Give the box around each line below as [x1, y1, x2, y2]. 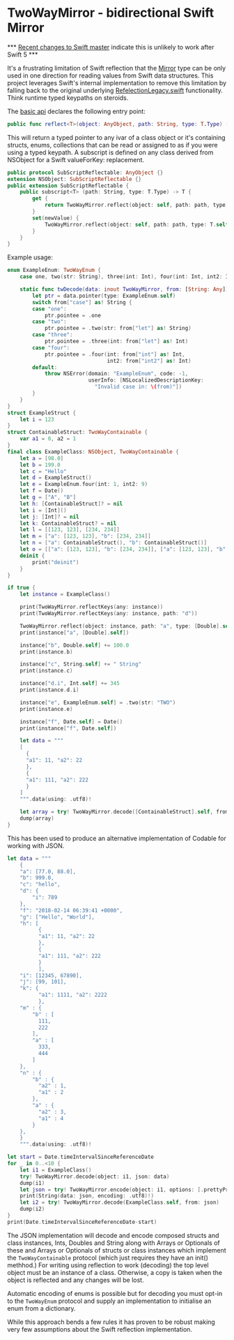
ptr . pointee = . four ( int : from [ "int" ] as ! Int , [44, 351, 186, 358]
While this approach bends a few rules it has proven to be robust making [7, 1318, 216, 1326]
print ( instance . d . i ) [19, 686, 79, 693]
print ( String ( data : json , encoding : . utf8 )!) [19, 1193, 155, 1199]
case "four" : [32, 344, 70, 351]
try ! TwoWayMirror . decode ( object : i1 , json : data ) [19, 1173, 170, 1180]
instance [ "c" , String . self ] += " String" [19, 661, 141, 668]
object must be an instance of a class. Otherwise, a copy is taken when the [7, 1268, 223, 1276]
